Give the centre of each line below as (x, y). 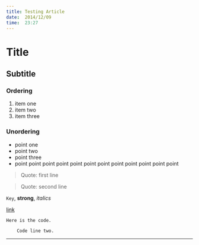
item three (27, 116)
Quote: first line (39, 175)
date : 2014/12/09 (29, 17)
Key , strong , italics (29, 198)
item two (25, 110)
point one (26, 144)
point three (28, 157)
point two (26, 151)
